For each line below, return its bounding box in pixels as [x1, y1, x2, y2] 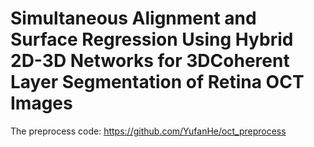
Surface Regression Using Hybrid [10, 28, 294, 51]
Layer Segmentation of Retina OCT [10, 71, 305, 94]
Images [10, 92, 73, 115]
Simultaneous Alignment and [10, 7, 257, 30]
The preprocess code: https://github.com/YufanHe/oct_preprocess [10, 125, 287, 137]
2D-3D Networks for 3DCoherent [10, 50, 290, 72]
